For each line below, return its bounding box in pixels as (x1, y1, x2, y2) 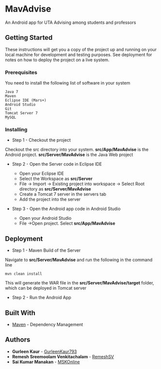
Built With (5, 309, 35, 317)
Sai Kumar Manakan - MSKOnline (12, 359, 80, 365)
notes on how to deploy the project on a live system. (5, 57, 110, 63)
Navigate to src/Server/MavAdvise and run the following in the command (5, 257, 153, 263)
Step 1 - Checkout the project (12, 137, 71, 143)
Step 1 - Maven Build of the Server (12, 247, 81, 253)
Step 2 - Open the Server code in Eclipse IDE (12, 161, 102, 167)
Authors (5, 335, 31, 344)
